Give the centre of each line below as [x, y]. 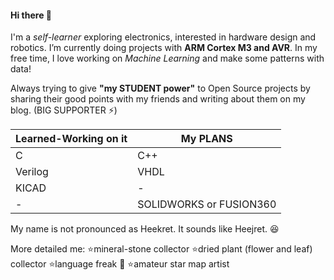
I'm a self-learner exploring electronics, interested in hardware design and [163, 37]
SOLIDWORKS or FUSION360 [207, 204]
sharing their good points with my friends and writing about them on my [158, 99]
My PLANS [206, 139]
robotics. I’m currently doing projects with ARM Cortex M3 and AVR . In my [164, 48]
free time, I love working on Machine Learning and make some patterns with [167, 58]
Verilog [32, 172]
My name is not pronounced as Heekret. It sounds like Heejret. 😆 [145, 229]
